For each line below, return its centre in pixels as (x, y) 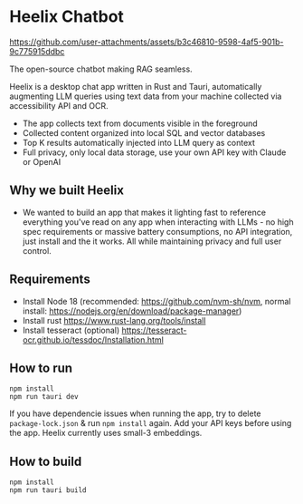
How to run (41, 368)
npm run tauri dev (44, 397)
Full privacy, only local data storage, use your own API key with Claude (154, 152)
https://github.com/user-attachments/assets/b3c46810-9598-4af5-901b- (147, 42)
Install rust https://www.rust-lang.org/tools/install (114, 320)
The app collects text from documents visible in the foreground (140, 123)
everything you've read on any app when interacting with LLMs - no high (158, 222)
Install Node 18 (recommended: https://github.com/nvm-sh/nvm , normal (156, 301)
